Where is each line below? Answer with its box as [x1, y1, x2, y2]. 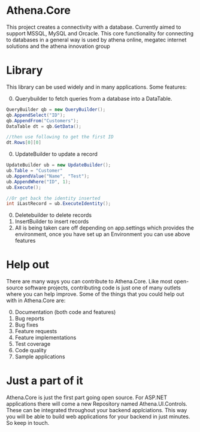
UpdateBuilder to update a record [14, 150, 98, 158]
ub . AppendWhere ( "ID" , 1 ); [6, 179, 71, 185]
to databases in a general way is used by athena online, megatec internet [6, 36, 187, 43]
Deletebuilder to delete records [14, 212, 92, 219]
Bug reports [14, 315, 45, 322]
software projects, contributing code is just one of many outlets [25, 284, 181, 291]
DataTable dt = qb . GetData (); [6, 123, 82, 129]
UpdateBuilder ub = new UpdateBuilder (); [6, 162, 111, 168]
